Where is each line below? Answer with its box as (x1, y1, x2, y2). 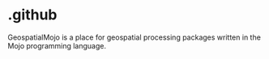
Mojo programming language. (7, 40, 107, 50)
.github (7, 6, 58, 24)
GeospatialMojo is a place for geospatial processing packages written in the (7, 32, 261, 42)
